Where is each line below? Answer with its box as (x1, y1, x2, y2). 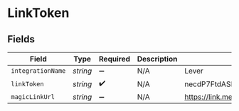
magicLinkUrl (11, 93, 55, 100)
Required (98, 54, 130, 64)
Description (137, 54, 178, 64)
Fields (7, 33, 36, 45)
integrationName (11, 67, 66, 75)
